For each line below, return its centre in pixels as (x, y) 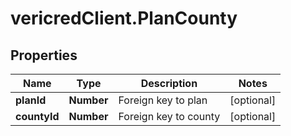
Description (169, 83)
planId (31, 100)
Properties (44, 55)
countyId (37, 116)
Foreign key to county (169, 116)
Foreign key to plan (163, 100)
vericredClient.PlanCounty (124, 18)
